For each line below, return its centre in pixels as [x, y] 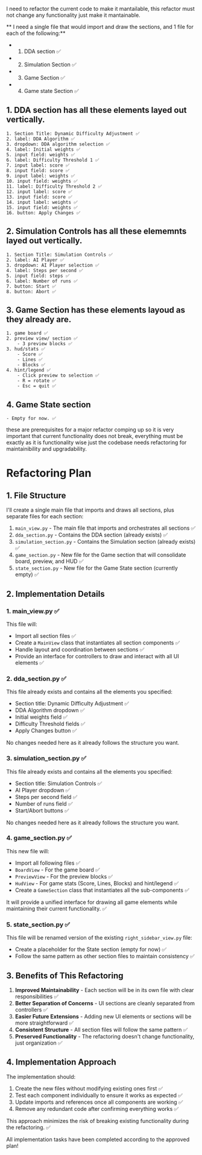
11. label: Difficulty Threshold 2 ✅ [54, 186]
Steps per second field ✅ [46, 797]
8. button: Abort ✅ [31, 291]
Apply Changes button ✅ [46, 731]
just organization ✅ [39, 1043]
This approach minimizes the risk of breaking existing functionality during [97, 1121]
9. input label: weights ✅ [41, 176]
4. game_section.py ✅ [39, 838]
